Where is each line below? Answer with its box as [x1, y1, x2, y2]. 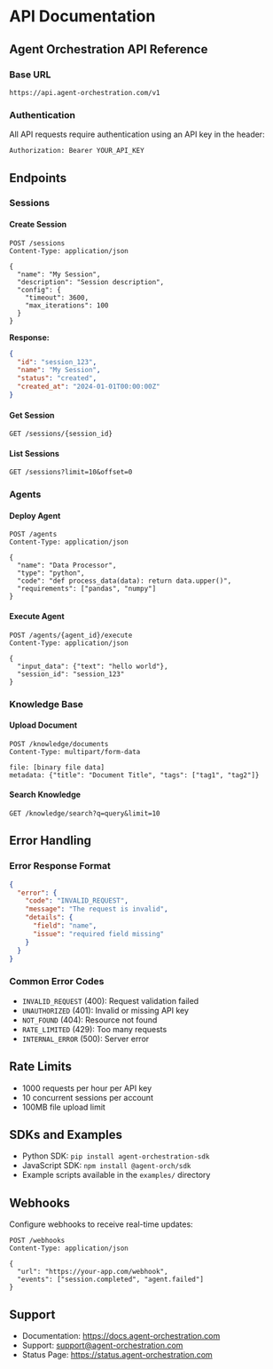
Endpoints [9, 171, 67, 186]
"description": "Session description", [17, 277, 165, 286]
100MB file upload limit [21, 1102, 106, 1112]
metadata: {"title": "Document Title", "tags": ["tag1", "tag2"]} [9, 770, 260, 779]
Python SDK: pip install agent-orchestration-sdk [21, 1150, 210, 1161]
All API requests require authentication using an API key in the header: [9, 129, 265, 139]
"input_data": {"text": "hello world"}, [17, 662, 168, 671]
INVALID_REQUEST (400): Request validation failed [21, 995, 199, 1006]
